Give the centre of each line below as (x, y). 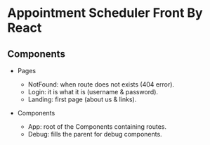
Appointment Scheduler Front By (105, 13)
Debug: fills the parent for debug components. (95, 134)
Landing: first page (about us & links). (82, 99)
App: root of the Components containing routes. (97, 127)
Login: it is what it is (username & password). (93, 92)
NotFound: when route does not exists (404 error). (101, 84)
